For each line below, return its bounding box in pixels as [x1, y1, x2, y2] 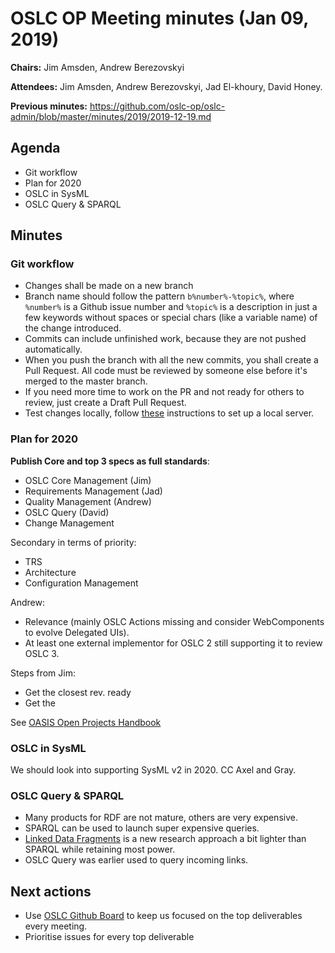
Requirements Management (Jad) [24, 485, 163, 497]
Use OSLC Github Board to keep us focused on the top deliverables [24, 910, 303, 922]
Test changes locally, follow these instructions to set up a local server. [24, 407, 315, 419]
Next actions [10, 883, 92, 900]
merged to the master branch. [24, 375, 148, 387]
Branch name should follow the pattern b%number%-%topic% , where [24, 290, 295, 302]
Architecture [24, 566, 77, 578]
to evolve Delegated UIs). [24, 626, 130, 638]
